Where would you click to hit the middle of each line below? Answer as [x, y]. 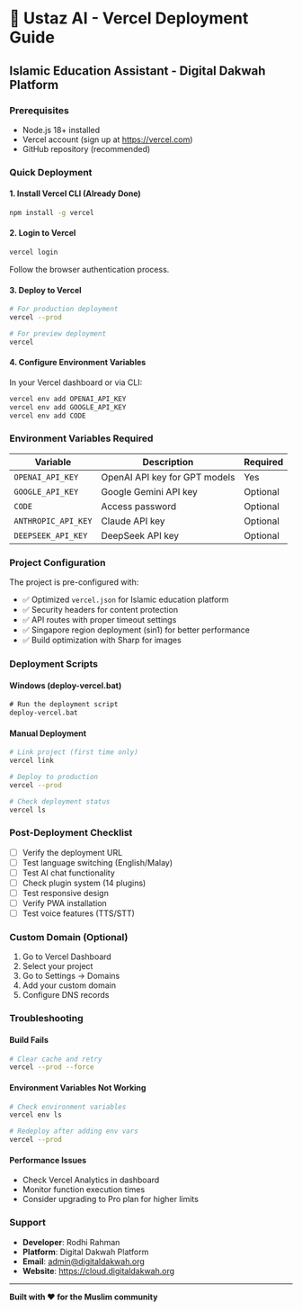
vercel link [31, 761]
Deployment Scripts [54, 664]
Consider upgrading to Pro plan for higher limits [111, 1199]
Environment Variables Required [81, 438]
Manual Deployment [48, 733]
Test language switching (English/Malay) [98, 862]
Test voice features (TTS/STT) [78, 913]
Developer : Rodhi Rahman [71, 1242]
